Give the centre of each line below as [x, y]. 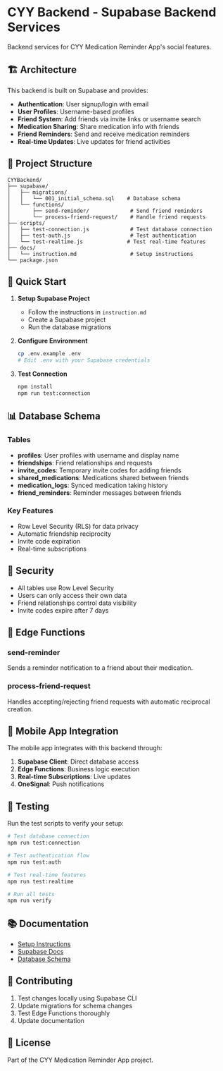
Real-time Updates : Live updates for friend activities [94, 141]
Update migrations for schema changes [75, 1005]
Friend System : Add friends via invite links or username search [109, 119]
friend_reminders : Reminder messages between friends [99, 492]
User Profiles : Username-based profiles [76, 111]
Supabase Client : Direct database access [78, 761]
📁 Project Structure [50, 164]
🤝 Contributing [40, 981]
